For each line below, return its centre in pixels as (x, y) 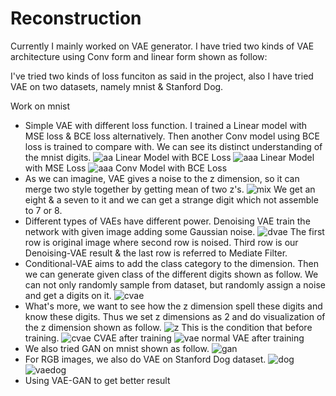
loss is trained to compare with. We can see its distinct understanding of (173, 146)
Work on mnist (40, 106)
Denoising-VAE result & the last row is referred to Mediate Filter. (156, 253)
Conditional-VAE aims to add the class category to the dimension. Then (171, 263)
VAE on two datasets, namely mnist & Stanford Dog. (117, 86)
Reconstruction (76, 18)
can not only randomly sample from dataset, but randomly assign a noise (175, 284)
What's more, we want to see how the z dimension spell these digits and (173, 306)
